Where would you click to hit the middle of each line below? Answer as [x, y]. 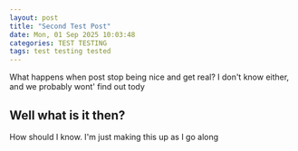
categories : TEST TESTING [58, 43]
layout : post [34, 18]
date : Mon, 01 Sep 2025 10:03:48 [72, 34]
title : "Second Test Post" [60, 26]
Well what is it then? [67, 115]
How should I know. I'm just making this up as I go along [114, 137]
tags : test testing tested [60, 52]
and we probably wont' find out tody [77, 87]
